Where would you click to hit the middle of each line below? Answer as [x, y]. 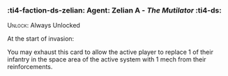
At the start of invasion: [41, 39]
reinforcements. [30, 67]
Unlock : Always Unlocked [44, 26]
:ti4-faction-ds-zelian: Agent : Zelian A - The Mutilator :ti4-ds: [114, 10]
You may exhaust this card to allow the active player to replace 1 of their [111, 52]
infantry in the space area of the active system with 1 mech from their [107, 59]
